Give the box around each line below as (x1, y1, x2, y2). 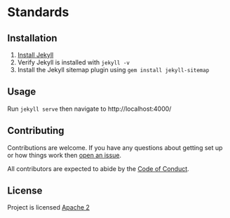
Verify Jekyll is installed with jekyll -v (17, 58, 130, 67)
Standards (7, 4, 69, 20)
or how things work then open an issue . (7, 151, 121, 159)
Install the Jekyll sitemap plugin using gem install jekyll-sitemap (17, 66, 210, 74)
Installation (7, 32, 57, 44)
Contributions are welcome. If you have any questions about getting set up (7, 143, 223, 151)
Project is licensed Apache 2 (7, 203, 90, 212)
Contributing (7, 125, 65, 137)
